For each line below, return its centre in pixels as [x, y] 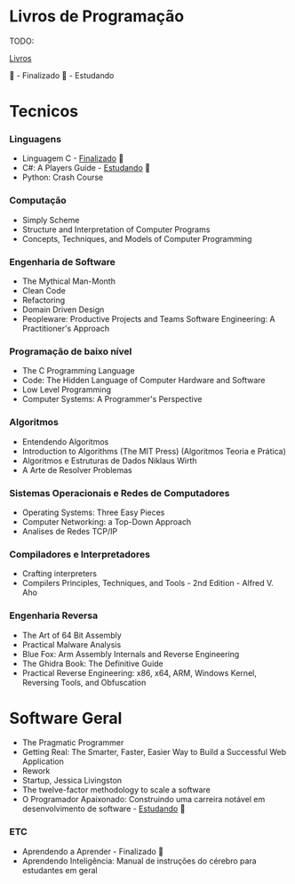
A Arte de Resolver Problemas [77, 470]
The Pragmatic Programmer [73, 743]
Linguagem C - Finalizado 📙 [73, 158]
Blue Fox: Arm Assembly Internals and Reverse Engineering [131, 654]
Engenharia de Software [62, 261]
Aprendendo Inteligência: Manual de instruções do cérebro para [139, 861]
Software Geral [66, 718]
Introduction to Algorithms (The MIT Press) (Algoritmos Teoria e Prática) [154, 451]
